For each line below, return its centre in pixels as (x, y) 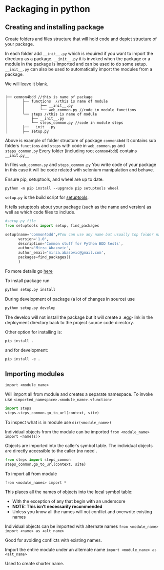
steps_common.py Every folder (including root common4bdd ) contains (71, 151)
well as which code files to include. (40, 212)
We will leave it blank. (27, 84)
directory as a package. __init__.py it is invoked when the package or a (78, 59)
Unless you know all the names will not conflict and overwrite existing (82, 511)
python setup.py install (30, 289)
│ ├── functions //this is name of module (57, 101)
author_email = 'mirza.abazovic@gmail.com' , (62, 253)
